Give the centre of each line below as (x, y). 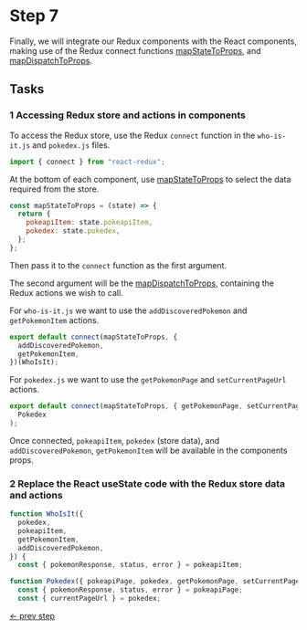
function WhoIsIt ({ (47, 514)
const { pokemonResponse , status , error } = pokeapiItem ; (131, 565)
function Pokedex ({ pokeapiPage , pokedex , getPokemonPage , (124, 582)
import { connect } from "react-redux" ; (88, 162)
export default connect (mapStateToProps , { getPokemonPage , (127, 406)
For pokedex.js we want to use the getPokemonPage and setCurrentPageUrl (148, 380)
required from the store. (54, 189)
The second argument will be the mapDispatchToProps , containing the (142, 283)
